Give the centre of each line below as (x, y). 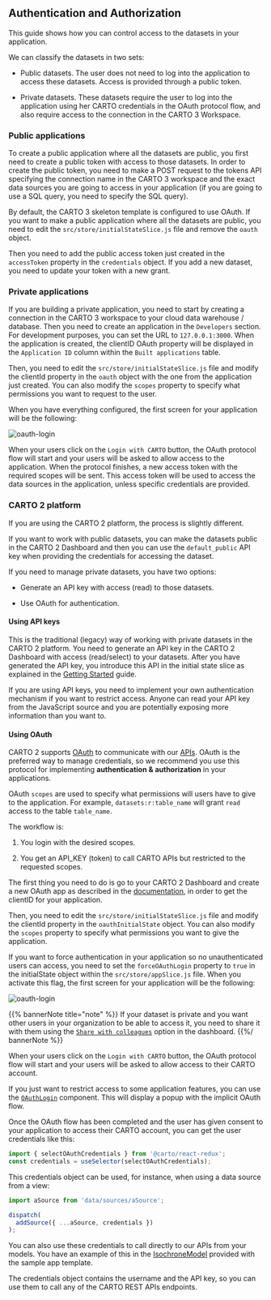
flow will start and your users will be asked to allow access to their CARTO (132, 1065)
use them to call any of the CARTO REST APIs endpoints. (103, 1287)
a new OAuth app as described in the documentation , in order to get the (128, 891)
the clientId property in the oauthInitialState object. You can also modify (132, 925)
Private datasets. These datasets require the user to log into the (126, 97)
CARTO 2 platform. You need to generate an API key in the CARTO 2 (122, 648)
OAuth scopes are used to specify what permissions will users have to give (132, 794)
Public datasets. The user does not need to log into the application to (135, 73)
